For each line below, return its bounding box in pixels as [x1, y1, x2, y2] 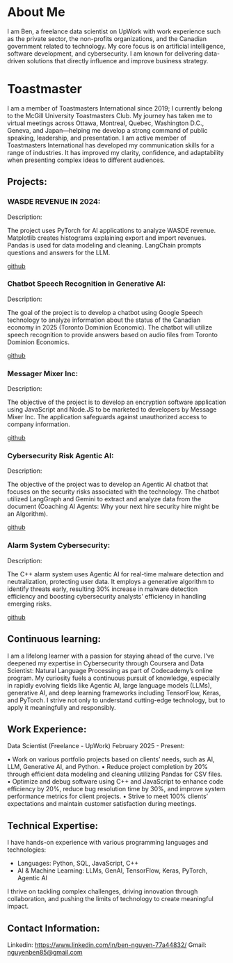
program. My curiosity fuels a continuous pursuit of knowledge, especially [7, 674, 220, 682]
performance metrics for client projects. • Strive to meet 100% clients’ [7, 792, 209, 800]
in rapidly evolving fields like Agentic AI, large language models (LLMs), [7, 681, 212, 689]
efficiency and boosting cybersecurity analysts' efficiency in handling [7, 592, 207, 600]
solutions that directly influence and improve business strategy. [26, 56, 209, 65]
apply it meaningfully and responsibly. [7, 703, 116, 711]
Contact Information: [7, 922, 100, 934]
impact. [7, 902, 29, 911]
